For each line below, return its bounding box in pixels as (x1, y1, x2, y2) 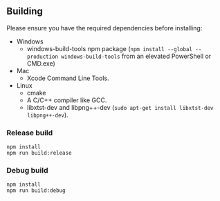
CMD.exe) (26, 59, 56, 68)
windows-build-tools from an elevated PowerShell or (61, 52, 212, 60)
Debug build (6, 166, 48, 175)
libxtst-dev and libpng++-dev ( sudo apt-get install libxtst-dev (26, 103, 214, 111)
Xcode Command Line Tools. (26, 74, 109, 82)
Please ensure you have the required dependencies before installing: (6, 23, 203, 32)
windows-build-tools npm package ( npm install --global (26, 44, 193, 52)
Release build (6, 128, 53, 137)
